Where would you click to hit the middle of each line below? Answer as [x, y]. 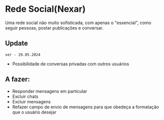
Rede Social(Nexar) [45, 9]
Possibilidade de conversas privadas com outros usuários [70, 64]
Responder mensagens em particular [50, 91]
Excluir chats [25, 96]
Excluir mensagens [31, 101]
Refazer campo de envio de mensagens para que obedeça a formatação [85, 107]
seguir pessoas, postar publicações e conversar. [54, 28]
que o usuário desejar [34, 112]
